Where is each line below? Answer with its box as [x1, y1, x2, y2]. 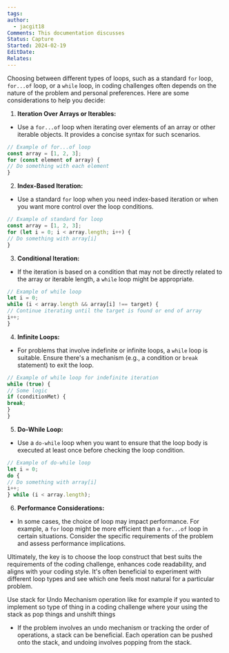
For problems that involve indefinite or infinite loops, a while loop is [17, 346, 208, 354]
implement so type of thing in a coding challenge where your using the [7, 603, 208, 612]
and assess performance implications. [17, 540, 126, 548]
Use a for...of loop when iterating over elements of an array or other [17, 122, 216, 131]
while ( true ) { [7, 381, 51, 388]
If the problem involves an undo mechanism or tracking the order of [17, 623, 210, 632]
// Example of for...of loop [7, 143, 91, 151]
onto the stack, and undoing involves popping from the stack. [17, 638, 192, 647]
